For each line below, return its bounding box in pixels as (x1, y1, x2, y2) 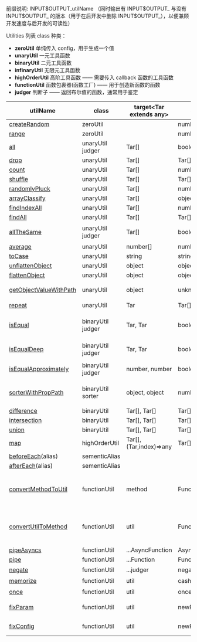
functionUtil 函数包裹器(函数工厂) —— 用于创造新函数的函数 (14, 81, 161, 88)
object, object (125, 389, 164, 396)
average (9, 243, 32, 250)
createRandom (9, 120, 50, 128)
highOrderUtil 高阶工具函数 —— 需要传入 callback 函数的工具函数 (14, 74, 174, 81)
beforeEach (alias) (9, 452, 59, 460)
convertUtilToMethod (9, 522, 67, 531)
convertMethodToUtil (9, 485, 67, 493)
